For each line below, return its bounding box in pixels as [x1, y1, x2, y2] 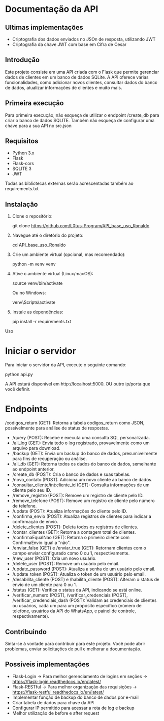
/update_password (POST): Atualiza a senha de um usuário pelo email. [12, 566, 156, 572]
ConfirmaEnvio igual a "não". [12, 540, 71, 546]
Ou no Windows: [12, 290, 46, 296]
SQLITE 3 [12, 166, 32, 171]
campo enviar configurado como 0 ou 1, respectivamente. [12, 550, 130, 556]
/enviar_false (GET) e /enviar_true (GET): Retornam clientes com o [12, 545, 146, 551]
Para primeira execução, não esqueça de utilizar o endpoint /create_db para [5, 112, 160, 118]
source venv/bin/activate [12, 280, 63, 286]
